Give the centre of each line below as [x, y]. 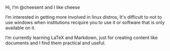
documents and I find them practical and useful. [55, 43]
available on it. [20, 28]
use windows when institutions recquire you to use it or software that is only [85, 22]
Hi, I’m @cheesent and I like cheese [43, 7]
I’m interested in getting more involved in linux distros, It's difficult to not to [83, 17]
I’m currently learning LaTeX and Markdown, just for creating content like [81, 38]
